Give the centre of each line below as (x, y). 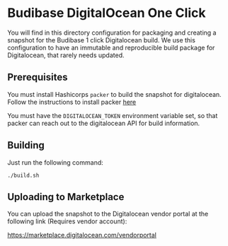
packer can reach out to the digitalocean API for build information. (104, 123)
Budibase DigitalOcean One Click (107, 13)
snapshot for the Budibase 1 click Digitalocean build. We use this (102, 40)
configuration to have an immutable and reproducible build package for (111, 47)
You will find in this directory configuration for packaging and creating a (112, 33)
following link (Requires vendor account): (67, 221)
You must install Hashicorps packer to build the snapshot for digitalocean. (114, 94)
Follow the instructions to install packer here (72, 102)
